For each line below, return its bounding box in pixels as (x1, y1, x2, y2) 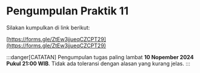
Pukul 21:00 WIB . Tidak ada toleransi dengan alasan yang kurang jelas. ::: (6, 60, 191, 67)
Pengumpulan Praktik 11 (6, 4, 129, 18)
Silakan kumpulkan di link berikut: (6, 24, 90, 31)
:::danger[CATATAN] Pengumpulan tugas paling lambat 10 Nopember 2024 (6, 53, 194, 60)
